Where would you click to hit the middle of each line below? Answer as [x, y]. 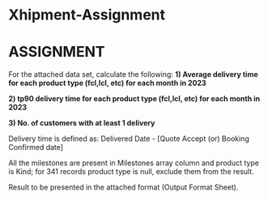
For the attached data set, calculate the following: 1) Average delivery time [134, 74]
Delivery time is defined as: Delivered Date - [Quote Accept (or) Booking [129, 138]
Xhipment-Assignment [87, 15]
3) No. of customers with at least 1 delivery [82, 123]
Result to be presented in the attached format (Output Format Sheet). [123, 187]
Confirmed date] [36, 147]
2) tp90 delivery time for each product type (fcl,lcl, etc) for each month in [134, 99]
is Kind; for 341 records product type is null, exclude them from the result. [132, 172]
